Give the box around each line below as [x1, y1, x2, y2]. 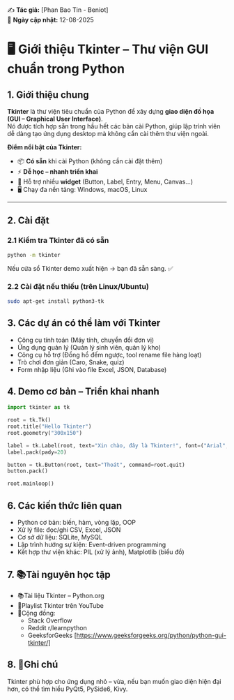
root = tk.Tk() [7, 417, 52, 424]
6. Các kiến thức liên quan [7, 500, 123, 512]
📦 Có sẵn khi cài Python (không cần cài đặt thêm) [17, 157, 163, 165]
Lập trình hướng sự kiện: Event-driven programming [17, 540, 166, 549]
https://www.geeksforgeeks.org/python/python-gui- [76, 631, 226, 639]
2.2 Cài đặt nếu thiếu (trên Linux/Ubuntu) [7, 282, 150, 292]
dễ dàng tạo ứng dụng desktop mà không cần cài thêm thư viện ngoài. [7, 130, 209, 137]
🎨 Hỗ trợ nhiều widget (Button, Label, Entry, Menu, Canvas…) [17, 177, 194, 186]
